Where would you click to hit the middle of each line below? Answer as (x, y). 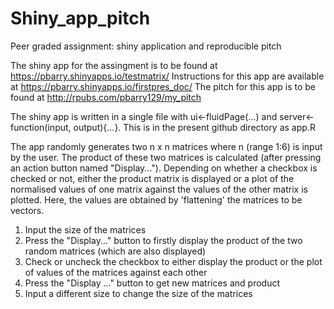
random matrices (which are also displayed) (115, 251)
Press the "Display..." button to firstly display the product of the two (163, 240)
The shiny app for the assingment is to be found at (114, 65)
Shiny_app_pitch (80, 18)
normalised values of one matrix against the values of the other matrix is (159, 189)
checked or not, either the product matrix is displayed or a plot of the (152, 178)
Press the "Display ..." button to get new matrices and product (152, 283)
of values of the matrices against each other (116, 272)
